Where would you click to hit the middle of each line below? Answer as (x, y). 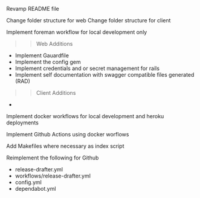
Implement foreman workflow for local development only (77, 32)
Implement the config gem (48, 62)
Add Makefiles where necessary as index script (65, 146)
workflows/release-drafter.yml (53, 176)
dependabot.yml (35, 189)
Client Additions (56, 93)
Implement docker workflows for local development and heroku (85, 116)
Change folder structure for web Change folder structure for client (89, 20)
